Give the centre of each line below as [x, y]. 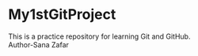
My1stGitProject [62, 15]
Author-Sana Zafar [39, 44]
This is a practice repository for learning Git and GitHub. [99, 36]
